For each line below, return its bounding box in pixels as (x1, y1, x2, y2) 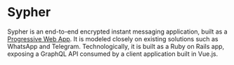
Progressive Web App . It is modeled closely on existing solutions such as (7, 34, 219, 43)
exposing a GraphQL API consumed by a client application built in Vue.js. (7, 50, 219, 58)
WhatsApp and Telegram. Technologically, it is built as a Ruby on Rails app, (7, 42, 225, 50)
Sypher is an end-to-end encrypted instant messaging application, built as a (7, 27, 228, 36)
